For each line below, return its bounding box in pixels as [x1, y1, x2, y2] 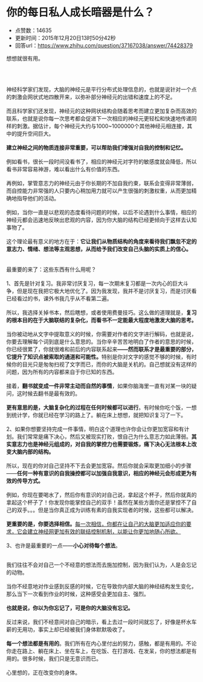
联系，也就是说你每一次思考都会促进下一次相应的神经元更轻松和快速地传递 [6, 114, 192, 122]
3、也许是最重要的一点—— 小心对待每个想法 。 [6, 542, 121, 549]
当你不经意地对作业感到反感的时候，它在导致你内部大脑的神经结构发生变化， [6, 582, 197, 590]
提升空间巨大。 [16, 130, 54, 137]
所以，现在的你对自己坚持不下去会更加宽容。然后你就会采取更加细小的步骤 [6, 462, 192, 469]
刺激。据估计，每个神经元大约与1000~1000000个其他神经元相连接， [16, 122, 187, 130]
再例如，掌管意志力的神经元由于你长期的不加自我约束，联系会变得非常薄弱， [6, 179, 197, 186]
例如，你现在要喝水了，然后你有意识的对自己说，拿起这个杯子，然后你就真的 [6, 491, 197, 498]
